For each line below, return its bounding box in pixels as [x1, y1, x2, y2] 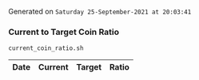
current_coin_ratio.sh [8, 44, 84, 52]
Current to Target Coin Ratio [8, 26, 120, 37]
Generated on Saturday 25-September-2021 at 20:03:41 [8, 7, 192, 16]
